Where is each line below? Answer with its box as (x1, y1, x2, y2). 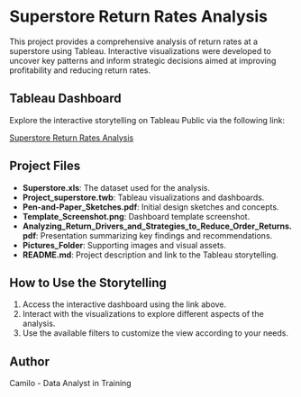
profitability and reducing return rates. (9, 65, 151, 76)
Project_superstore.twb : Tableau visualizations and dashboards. (22, 192, 265, 203)
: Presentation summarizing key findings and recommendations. (35, 230, 273, 240)
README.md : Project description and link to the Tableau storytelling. (22, 249, 279, 260)
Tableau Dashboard (9, 91, 122, 106)
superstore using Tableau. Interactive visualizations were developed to (9, 45, 272, 56)
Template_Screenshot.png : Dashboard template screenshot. (22, 211, 251, 221)
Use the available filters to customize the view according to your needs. (22, 328, 289, 338)
